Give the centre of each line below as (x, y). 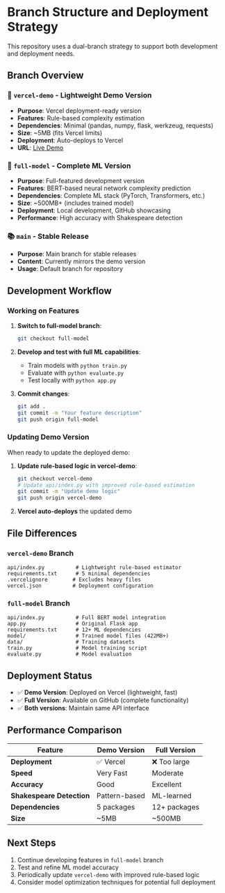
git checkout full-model (53, 339)
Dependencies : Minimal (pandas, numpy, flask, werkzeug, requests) (115, 125)
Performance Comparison (65, 730)
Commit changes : (43, 394)
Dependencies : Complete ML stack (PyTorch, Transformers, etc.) (111, 195)
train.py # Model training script (77, 649)
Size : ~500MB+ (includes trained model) (75, 203)
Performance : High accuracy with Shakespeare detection (100, 217)
